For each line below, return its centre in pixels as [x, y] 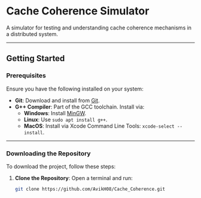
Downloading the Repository [48, 153]
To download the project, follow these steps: [61, 166]
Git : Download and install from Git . [57, 100]
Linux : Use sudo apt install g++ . [66, 119]
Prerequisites [26, 76]
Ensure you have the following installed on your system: [75, 89]
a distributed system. [32, 34]
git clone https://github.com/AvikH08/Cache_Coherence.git [90, 189]
